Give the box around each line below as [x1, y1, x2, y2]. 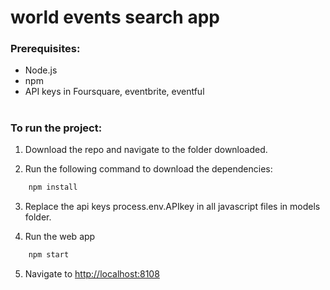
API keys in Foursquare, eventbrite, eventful [24, 86, 205, 98]
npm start [28, 249, 70, 260]
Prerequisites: [10, 42, 81, 56]
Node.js [24, 64, 58, 76]
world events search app [10, 6, 220, 29]
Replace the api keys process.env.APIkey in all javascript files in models [24, 200, 321, 212]
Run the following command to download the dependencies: [24, 163, 273, 175]
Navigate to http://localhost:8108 [24, 267, 160, 280]
